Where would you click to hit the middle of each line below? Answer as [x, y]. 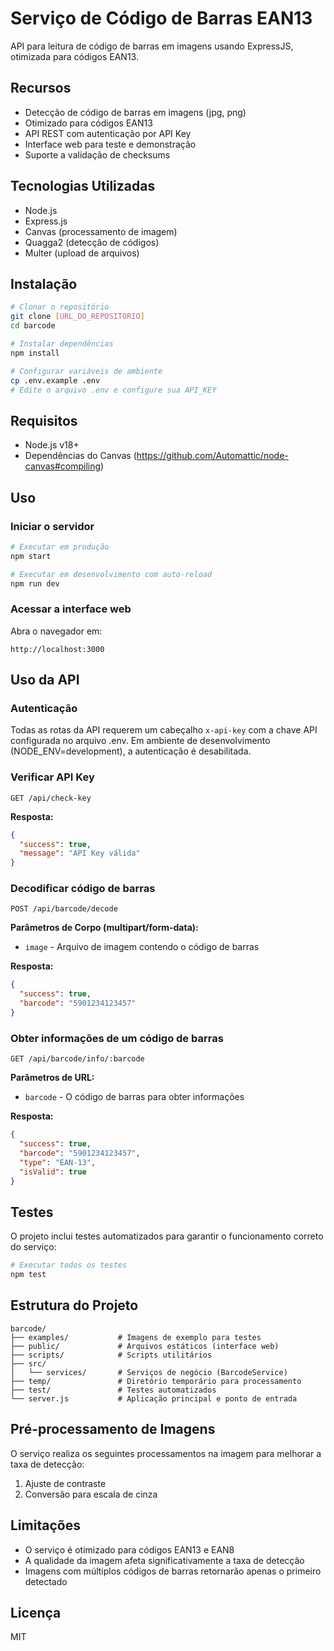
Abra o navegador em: [56, 631]
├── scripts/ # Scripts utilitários [111, 1355]
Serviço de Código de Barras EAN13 [161, 18]
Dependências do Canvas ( [80, 456]
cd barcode [33, 326]
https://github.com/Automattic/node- [212, 456]
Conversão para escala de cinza [91, 1494]
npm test [28, 1275]
